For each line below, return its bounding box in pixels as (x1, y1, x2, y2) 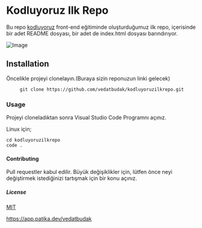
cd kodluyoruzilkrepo (6, 137, 61, 143)
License (6, 188, 27, 196)
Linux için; (6, 125, 32, 133)
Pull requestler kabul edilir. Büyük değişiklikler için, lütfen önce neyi (6, 169, 173, 176)
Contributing (6, 155, 39, 162)
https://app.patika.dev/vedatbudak (6, 215, 92, 223)
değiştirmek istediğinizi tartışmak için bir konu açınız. (6, 175, 137, 182)
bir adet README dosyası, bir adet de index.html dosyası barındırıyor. (6, 29, 178, 37)
